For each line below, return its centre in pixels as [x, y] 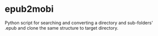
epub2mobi [29, 9]
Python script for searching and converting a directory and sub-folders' [79, 23]
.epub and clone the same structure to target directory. [62, 28]
